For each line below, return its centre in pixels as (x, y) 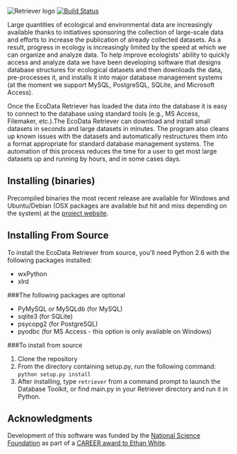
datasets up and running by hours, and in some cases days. (94, 159)
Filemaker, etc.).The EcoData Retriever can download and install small (109, 121)
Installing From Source (58, 235)
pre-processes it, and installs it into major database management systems (115, 77)
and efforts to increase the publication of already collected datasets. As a (114, 40)
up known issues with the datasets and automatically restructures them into (117, 136)
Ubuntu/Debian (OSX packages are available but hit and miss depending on (117, 205)
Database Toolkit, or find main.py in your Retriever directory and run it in (123, 389)
